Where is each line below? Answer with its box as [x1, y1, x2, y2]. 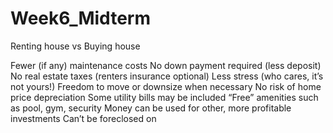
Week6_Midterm [10, 7, 151, 30]
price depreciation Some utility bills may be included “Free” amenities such [10, 91, 319, 103]
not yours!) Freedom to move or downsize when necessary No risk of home [10, 80, 322, 92]
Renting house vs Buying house [10, 40, 141, 52]
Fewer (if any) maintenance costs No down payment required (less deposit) [10, 59, 322, 71]
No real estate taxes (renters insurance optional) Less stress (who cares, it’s [10, 70, 324, 82]
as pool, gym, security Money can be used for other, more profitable [10, 102, 292, 114]
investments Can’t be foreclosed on [10, 112, 157, 124]
